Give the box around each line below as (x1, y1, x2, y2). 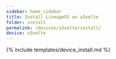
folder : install (6, 19, 46, 25)
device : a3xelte (6, 30, 46, 36)
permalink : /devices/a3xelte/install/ (6, 25, 101, 31)
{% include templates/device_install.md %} (6, 46, 111, 53)
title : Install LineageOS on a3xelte (6, 14, 99, 20)
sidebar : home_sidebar (6, 8, 62, 15)
